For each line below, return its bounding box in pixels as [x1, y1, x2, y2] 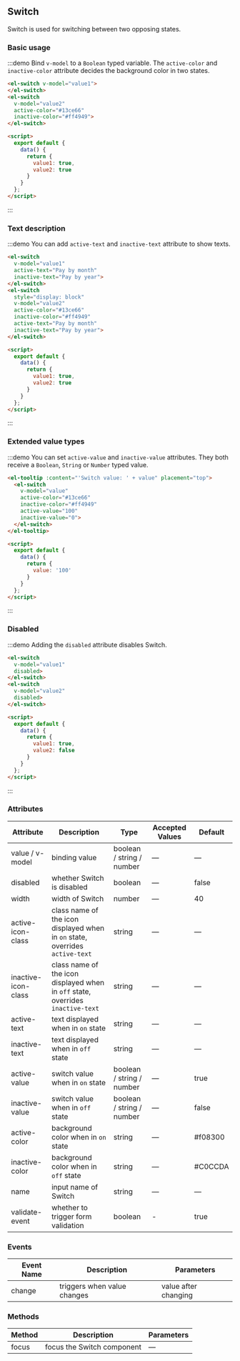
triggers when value [59, 1282, 126, 1292]
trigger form [51, 1211, 92, 1221]
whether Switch [51, 873, 104, 883]
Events [7, 1242, 32, 1252]
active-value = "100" [20, 507, 79, 515]
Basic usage [7, 42, 51, 52]
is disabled [51, 882, 88, 892]
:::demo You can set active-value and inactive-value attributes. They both [7, 453, 229, 462]
